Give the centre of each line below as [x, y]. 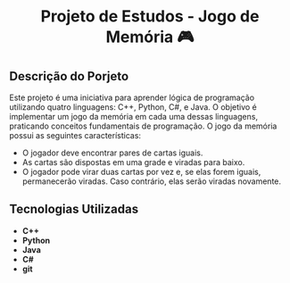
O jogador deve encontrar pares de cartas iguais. [112, 153]
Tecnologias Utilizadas [74, 209]
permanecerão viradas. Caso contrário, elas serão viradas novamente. [152, 181]
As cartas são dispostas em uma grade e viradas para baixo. [133, 162]
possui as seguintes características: [75, 135]
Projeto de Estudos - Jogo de [150, 17]
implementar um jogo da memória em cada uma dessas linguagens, [134, 117]
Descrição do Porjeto [69, 76]
